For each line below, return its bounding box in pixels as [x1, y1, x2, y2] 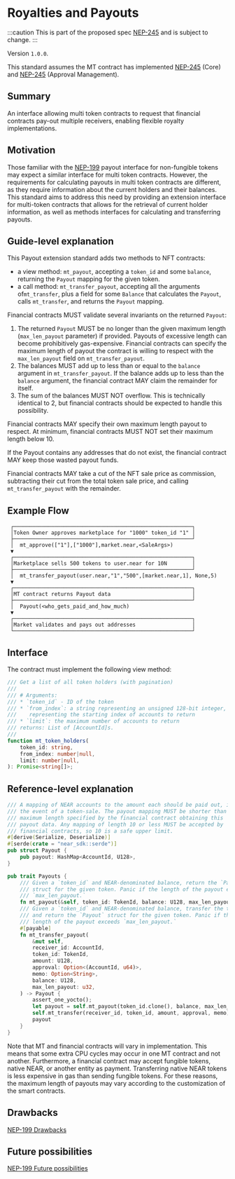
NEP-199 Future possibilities [7, 1164, 89, 1173]
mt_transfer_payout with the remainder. [7, 484, 121, 493]
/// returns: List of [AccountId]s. [7, 724, 114, 732]
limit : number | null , [20, 757, 80, 764]
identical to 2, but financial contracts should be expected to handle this [17, 399, 222, 407]
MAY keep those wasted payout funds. [7, 456, 119, 464]
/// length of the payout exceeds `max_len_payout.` [20, 918, 177, 925]
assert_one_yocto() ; [32, 997, 92, 1004]
